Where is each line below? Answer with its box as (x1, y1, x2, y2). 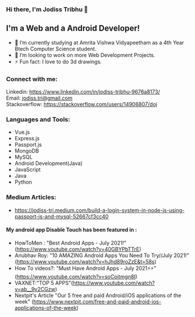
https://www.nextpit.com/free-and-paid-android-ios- (33, 298, 162, 305)
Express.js (14, 135, 40, 142)
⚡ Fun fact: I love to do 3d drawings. (14, 58, 102, 65)
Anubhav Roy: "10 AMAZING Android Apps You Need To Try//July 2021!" (14, 252, 189, 259)
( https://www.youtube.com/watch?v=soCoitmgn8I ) (14, 273, 138, 280)
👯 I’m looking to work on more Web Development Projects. (14, 51, 156, 58)
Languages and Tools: (6, 115, 70, 123)
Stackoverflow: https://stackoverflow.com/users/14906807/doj (6, 101, 158, 108)
